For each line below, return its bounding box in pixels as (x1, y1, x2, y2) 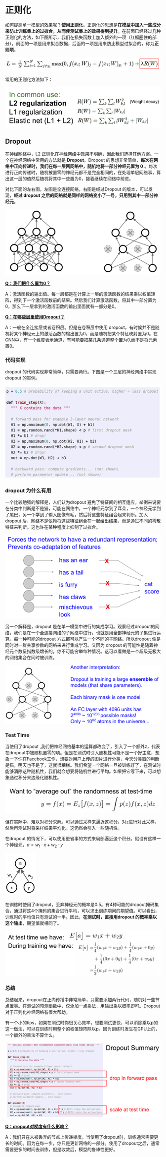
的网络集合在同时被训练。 (5, 654, 57, 660)
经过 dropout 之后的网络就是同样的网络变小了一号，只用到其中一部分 (14, 192, 154, 198)
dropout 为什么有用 (5, 487, 51, 494)
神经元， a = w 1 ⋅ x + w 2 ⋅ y (9, 842, 63, 849)
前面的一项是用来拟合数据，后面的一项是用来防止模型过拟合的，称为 (15, 40, 155, 46)
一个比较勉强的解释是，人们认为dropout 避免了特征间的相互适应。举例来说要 (5, 499, 161, 505)
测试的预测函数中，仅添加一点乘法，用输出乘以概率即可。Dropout (26, 1003, 161, 1009)
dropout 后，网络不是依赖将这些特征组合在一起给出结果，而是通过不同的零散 (5, 518, 161, 524)
